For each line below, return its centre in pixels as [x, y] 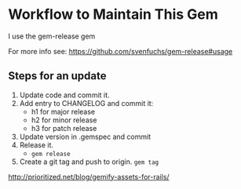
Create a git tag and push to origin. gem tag [89, 162]
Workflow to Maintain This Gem [113, 15]
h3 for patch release [64, 128]
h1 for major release [63, 111]
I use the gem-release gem [52, 36]
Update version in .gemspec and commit [85, 136]
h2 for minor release [64, 120]
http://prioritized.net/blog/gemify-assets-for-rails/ [89, 176]
